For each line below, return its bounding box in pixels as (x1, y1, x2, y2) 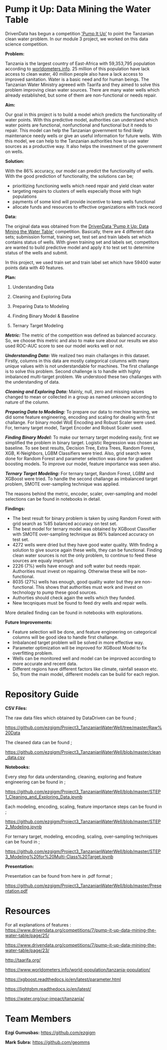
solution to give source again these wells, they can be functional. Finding (12, 547, 163, 553)
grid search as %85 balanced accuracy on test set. (12, 521, 118, 526)
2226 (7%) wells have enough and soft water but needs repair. (12, 563, 141, 569)
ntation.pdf (5, 888, 28, 894)
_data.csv (5, 754, 25, 760)
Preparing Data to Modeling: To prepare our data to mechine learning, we (5, 408, 158, 414)
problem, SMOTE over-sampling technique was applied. (5, 481, 120, 487)
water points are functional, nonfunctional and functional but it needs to (5, 122, 153, 128)
